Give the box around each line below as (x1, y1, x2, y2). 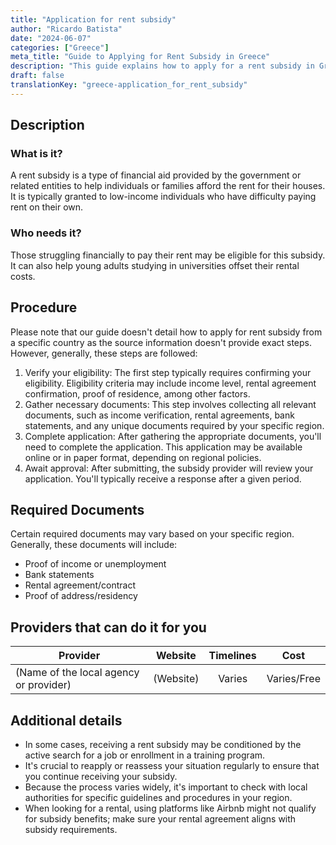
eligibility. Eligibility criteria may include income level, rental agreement (24, 377, 317, 389)
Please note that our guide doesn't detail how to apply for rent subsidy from (10, 326, 323, 338)
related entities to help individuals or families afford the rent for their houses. (10, 180, 326, 192)
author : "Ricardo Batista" (10, 24, 123, 34)
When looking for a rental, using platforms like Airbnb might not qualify (24, 802, 317, 814)
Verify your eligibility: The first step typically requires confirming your (24, 366, 312, 378)
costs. (10, 270, 36, 282)
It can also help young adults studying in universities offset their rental (10, 259, 300, 271)
